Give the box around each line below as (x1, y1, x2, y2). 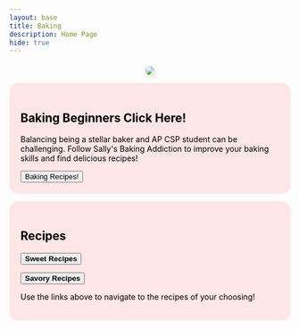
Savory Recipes (25, 274, 81, 283)
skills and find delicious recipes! (21, 153, 138, 164)
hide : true (9, 38, 50, 47)
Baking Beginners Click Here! (21, 110, 187, 125)
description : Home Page (9, 30, 98, 38)
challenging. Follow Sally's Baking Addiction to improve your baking (21, 144, 270, 155)
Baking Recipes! (25, 172, 79, 181)
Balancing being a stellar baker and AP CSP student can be (21, 134, 238, 145)
